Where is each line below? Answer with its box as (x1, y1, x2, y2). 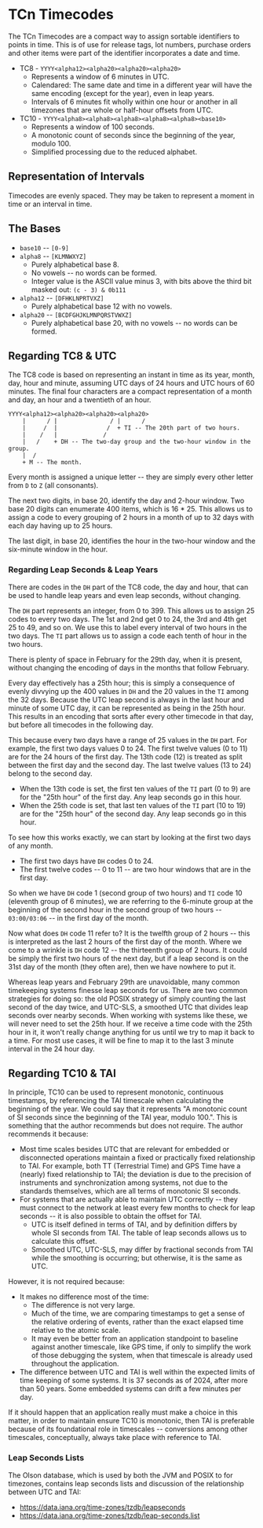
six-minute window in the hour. (8, 544, 108, 554)
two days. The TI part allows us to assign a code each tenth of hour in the (8, 631, 247, 640)
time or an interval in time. (8, 199, 93, 209)
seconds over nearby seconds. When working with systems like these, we (8, 1010, 248, 1020)
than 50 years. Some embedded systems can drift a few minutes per (19, 1384, 242, 1393)
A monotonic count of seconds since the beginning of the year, (31, 130, 236, 139)
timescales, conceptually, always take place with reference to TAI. (8, 1433, 221, 1442)
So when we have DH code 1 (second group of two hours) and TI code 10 (8, 888, 243, 898)
